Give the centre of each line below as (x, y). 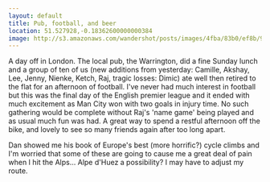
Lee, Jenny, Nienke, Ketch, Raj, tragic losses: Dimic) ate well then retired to (132, 78)
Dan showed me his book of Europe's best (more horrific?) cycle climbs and (134, 145)
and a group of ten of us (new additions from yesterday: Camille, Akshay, (129, 70)
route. (18, 171)
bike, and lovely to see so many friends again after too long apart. (117, 130)
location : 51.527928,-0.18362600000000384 (80, 31)
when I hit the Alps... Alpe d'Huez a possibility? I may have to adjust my (126, 163)
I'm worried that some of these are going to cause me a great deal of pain (131, 154)
